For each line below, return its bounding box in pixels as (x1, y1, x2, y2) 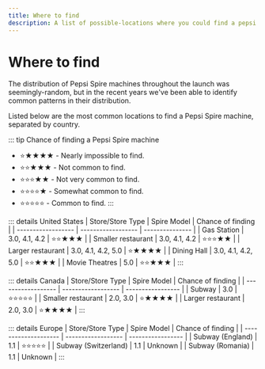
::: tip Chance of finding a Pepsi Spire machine (8, 135, 160, 145)
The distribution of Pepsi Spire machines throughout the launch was (8, 79, 230, 89)
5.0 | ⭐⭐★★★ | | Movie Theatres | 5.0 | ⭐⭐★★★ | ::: (8, 258, 184, 268)
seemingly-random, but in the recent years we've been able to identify (8, 88, 237, 97)
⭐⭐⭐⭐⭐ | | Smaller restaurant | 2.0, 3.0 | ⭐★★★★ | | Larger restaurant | (8, 294, 245, 303)
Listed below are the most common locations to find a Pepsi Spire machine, (8, 112, 254, 121)
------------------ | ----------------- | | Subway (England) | (65, 332, 258, 341)
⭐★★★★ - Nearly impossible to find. (19, 151, 145, 161)
